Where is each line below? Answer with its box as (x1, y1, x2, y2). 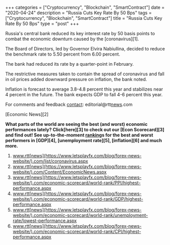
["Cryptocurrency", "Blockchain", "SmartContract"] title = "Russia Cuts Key (5, 15, 163, 21)
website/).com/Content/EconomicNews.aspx (12, 169, 107, 175)
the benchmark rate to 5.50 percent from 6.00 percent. (5, 51, 121, 57)
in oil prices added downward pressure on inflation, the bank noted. (5, 76, 148, 82)
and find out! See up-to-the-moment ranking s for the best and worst (5, 132, 154, 138)
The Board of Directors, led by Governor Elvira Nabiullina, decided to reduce (5, 46, 165, 51)
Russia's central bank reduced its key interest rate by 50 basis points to (5, 31, 155, 36)
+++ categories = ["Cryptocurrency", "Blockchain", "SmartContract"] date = (5, 5, 165, 10)
